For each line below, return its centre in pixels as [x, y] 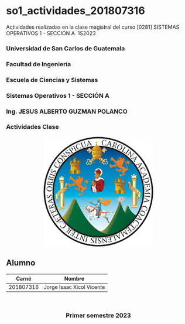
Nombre [74, 279]
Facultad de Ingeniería [39, 64]
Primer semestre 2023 [98, 315]
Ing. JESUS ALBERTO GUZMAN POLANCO [67, 111]
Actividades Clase [32, 127]
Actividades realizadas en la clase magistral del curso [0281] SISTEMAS [93, 27]
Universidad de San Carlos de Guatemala [66, 48]
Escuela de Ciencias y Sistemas [52, 80]
